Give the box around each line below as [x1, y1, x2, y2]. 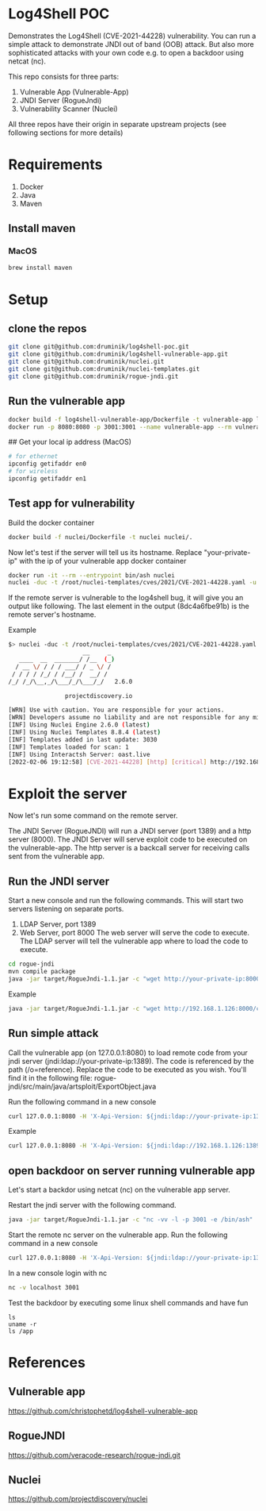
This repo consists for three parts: [8, 71, 120, 81]
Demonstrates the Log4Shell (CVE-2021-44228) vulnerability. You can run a [8, 31, 256, 40]
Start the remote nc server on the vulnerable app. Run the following [8, 1230, 228, 1239]
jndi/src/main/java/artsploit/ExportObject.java [8, 1081, 157, 1091]
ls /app [8, 1327, 34, 1335]
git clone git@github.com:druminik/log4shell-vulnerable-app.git [8, 350, 228, 358]
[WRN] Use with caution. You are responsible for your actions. [8, 706, 225, 715]
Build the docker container [8, 518, 95, 527]
